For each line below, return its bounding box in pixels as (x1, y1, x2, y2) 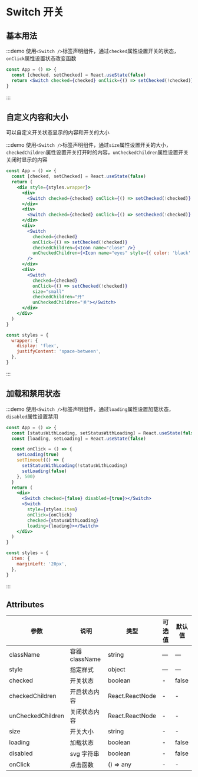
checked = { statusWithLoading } (27, 517, 99, 524)
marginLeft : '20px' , (16, 561, 67, 567)
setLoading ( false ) (21, 468, 67, 474)
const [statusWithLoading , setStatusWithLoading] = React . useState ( (11, 430, 183, 436)
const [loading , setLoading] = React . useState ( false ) (11, 436, 146, 442)
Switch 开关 (6, 5, 64, 19)
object (108, 666, 126, 674)
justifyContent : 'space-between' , (16, 348, 101, 354)
